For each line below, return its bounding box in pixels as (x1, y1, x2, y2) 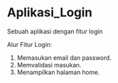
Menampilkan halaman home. (16, 68, 100, 76)
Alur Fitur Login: (7, 40, 53, 48)
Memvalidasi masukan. (16, 61, 82, 69)
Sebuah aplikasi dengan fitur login (7, 27, 103, 35)
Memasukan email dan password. (16, 53, 112, 62)
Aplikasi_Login (7, 5, 93, 20)
